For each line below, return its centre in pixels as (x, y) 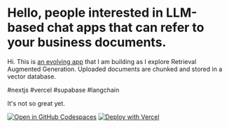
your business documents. (87, 42)
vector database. (32, 76)
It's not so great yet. (36, 103)
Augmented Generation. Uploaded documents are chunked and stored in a (115, 69)
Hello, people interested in (85, 13)
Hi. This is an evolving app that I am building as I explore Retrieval (102, 61)
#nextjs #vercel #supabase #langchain (63, 90)
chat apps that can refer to (125, 27)
